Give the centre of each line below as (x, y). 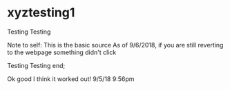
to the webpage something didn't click (62, 52)
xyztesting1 (41, 13)
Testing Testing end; (36, 65)
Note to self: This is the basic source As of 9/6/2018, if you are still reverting (115, 45)
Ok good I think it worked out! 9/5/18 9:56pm (71, 79)
